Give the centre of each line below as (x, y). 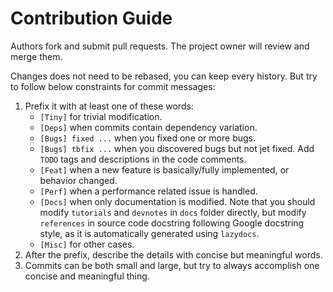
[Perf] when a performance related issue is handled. (148, 191)
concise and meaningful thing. (87, 276)
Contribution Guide (91, 18)
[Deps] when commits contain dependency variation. (148, 127)
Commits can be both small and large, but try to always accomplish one (172, 265)
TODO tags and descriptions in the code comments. (143, 159)
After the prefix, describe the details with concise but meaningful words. (173, 254)
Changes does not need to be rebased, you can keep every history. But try (164, 76)
